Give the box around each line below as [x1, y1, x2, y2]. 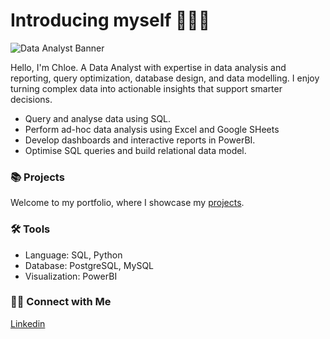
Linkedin [10, 317, 46, 329]
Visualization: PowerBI [24, 270, 118, 282]
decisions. [10, 93, 53, 105]
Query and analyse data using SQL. [24, 112, 172, 124]
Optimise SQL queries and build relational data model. [24, 144, 247, 156]
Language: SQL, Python [24, 249, 123, 261]
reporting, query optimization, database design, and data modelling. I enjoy [10, 72, 320, 84]
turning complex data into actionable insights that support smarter [10, 82, 283, 94]
